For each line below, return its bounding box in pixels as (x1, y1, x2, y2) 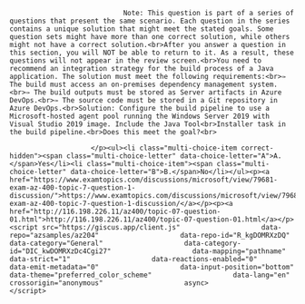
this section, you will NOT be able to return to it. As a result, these (9, 48, 295, 57)
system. (249, 80, 279, 89)
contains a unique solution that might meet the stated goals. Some (9, 25, 274, 34)
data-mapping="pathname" (192, 247, 286, 256)
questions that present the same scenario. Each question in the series (9, 16, 290, 25)
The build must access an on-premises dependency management (9, 80, 246, 89)
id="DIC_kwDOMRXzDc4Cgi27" (9, 247, 112, 256)
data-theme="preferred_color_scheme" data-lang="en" (9, 270, 290, 279)
